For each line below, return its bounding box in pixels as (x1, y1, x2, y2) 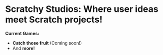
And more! (12, 45, 35, 51)
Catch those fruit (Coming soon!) (12, 40, 82, 46)
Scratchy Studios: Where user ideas (5, 3, 159, 15)
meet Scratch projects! (5, 14, 103, 25)
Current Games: (5, 30, 40, 36)
